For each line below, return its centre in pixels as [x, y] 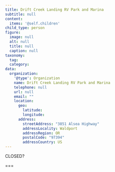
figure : [13, 32]
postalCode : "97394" [44, 138]
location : [24, 101]
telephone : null [31, 87]
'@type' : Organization [37, 78]
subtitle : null [21, 14]
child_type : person [25, 28]
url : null [24, 92]
